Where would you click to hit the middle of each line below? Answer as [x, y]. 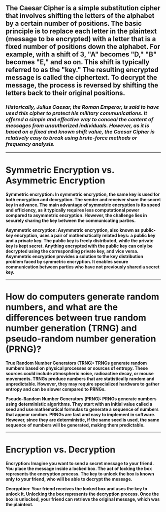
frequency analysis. [30, 144]
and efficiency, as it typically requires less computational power [73, 210]
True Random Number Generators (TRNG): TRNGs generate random [76, 363]
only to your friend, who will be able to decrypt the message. [69, 479]
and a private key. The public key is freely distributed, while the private [80, 240]
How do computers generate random [83, 297]
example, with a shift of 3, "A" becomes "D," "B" [81, 55]
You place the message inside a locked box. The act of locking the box [79, 469]
